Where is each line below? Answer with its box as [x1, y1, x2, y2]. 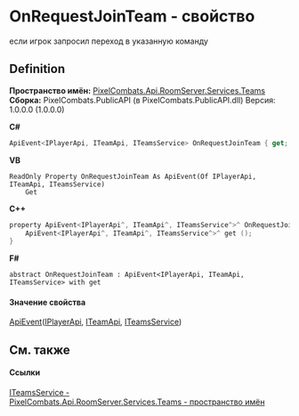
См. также [9, 342, 71, 357]
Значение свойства [9, 297, 86, 307]
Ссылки [9, 367, 41, 378]
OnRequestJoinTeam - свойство [9, 6, 255, 27]
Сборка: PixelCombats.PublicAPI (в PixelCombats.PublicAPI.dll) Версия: [9, 94, 276, 105]
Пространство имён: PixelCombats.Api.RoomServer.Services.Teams [9, 85, 265, 95]
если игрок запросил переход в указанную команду [9, 36, 209, 46]
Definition [9, 61, 65, 77]
